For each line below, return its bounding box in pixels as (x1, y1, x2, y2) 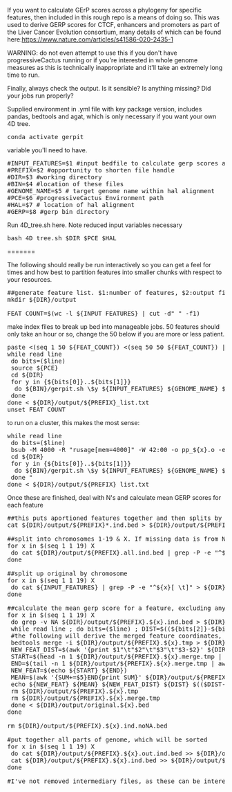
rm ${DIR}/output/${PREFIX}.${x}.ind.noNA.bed (7, 722, 168, 730)
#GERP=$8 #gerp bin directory (7, 208, 110, 215)
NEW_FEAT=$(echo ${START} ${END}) (10, 667, 128, 674)
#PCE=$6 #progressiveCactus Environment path (7, 194, 164, 201)
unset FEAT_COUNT (7, 406, 66, 413)
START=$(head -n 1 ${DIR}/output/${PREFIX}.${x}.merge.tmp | (10, 653, 222, 660)
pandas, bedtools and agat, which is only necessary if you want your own (7, 112, 217, 120)
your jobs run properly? (7, 91, 74, 100)
